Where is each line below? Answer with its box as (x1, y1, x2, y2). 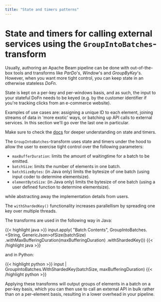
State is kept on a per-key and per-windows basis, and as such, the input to (5, 89, 156, 95)
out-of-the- (130, 65, 153, 70)
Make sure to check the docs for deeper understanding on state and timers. (5, 129, 157, 135)
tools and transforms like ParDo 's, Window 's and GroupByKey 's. (14, 70, 142, 76)
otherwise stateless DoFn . (5, 80, 57, 86)
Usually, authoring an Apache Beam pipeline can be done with (5, 65, 129, 70)
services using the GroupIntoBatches (5, 38, 153, 49)
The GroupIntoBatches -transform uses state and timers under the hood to (5, 138, 151, 144)
